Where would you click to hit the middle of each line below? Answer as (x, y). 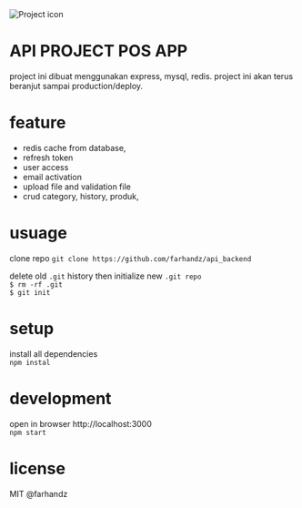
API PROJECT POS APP (99, 51)
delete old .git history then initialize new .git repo (106, 276)
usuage (39, 234)
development (60, 398)
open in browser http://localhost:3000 (81, 423)
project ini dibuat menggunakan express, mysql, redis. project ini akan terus (151, 76)
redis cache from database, (74, 147)
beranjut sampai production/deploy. (76, 86)
